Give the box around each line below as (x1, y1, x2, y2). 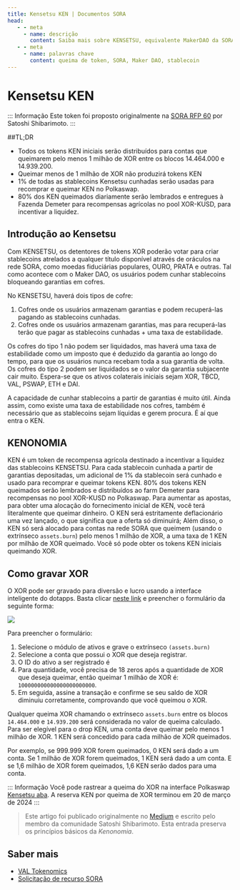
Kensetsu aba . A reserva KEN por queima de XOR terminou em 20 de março (7, 791, 231, 799)
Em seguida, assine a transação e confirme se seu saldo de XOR (17, 689, 208, 697)
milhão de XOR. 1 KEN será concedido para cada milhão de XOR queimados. (7, 733, 232, 741)
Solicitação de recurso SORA (17, 874, 104, 883)
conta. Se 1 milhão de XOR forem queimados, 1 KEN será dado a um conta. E (7, 754, 232, 763)
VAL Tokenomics (17, 866, 68, 875)
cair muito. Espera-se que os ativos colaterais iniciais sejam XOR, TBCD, (7, 372, 220, 381)
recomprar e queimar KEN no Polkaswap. (17, 184, 139, 193)
